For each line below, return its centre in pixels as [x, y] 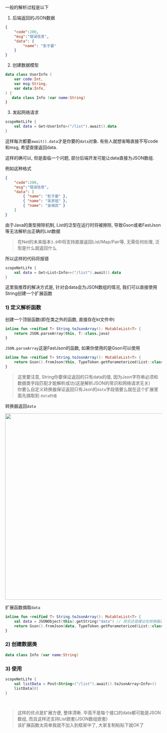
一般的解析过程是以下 [27, 7]
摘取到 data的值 [42, 395]
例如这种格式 [18, 168]
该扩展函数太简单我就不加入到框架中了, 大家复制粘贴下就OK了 [81, 725]
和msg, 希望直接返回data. [31, 147]
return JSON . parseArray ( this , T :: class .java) [62, 333]
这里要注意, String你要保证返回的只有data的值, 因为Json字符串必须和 [87, 377]
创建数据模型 [25, 65]
